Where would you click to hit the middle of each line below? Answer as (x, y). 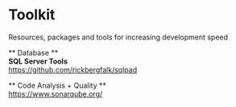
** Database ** (33, 52)
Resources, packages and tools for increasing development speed (118, 37)
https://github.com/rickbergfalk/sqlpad (73, 69)
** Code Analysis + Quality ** (57, 85)
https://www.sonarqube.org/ (56, 93)
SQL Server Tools (38, 61)
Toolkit (32, 15)
